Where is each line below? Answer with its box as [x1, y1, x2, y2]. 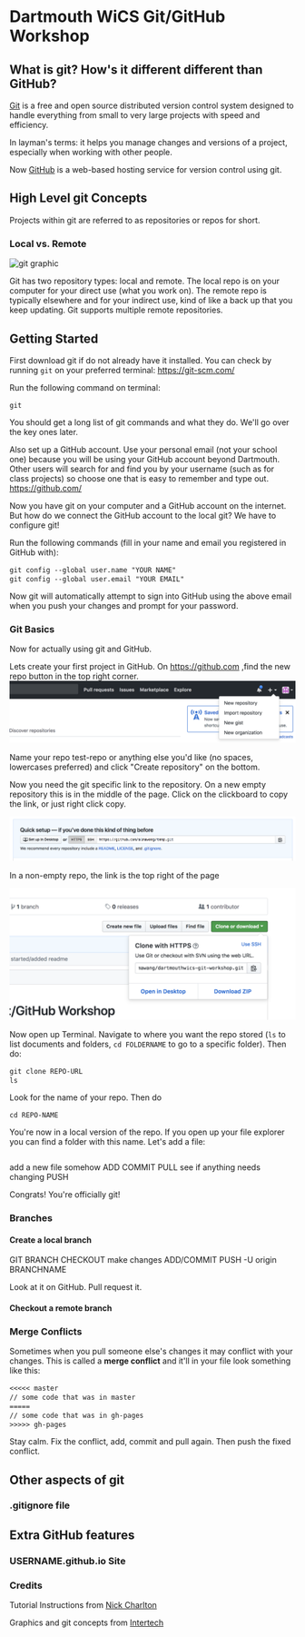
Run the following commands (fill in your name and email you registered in [9, 537, 287, 548]
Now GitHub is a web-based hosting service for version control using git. [9, 164, 282, 174]
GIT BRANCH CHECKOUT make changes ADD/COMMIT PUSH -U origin [9, 1255, 277, 1265]
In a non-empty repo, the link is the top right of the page [9, 869, 220, 880]
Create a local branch [9, 1234, 93, 1245]
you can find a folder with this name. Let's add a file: [9, 1136, 206, 1147]
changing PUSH [9, 1172, 69, 1183]
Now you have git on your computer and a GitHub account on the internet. [9, 500, 287, 511]
